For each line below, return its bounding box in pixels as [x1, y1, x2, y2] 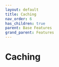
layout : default [5, 7, 39, 12]
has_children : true [5, 21, 46, 26]
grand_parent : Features [5, 30, 55, 35]
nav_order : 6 [5, 16, 32, 21]
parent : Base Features [5, 26, 52, 31]
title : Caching [5, 12, 37, 17]
